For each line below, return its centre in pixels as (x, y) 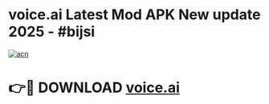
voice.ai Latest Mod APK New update (134, 15)
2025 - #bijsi (52, 32)
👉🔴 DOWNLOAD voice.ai (94, 88)
